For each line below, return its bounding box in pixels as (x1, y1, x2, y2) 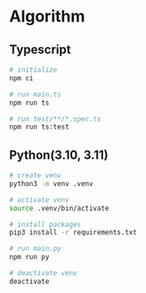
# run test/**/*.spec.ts (9, 114, 101, 123)
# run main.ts (9, 89, 62, 99)
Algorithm (9, 6, 85, 27)
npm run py (9, 253, 50, 262)
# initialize (9, 65, 58, 74)
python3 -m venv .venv (9, 179, 93, 188)
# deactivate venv (9, 269, 77, 278)
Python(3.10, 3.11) (9, 147, 109, 163)
